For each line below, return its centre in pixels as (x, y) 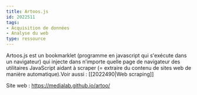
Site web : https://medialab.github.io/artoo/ (58, 85)
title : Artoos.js (27, 11)
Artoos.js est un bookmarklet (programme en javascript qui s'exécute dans (96, 55)
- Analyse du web (27, 33)
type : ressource (26, 39)
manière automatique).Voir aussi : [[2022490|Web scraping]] (80, 74)
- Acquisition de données (38, 28)
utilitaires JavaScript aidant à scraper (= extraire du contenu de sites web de (99, 68)
